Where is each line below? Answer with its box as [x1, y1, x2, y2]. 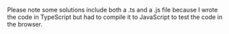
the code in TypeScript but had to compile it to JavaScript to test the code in [7, 13, 223, 21]
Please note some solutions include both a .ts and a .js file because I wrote [7, 6, 218, 14]
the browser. [7, 20, 43, 28]
